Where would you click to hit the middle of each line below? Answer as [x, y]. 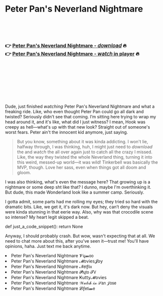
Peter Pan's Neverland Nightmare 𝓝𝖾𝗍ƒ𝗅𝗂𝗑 [52, 267]
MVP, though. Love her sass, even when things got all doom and [81, 167]
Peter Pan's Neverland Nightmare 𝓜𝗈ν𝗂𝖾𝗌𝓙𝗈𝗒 [57, 261]
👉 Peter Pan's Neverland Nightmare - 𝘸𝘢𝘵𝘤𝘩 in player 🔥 [72, 53]
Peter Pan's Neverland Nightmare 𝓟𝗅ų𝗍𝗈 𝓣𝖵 [54, 272]
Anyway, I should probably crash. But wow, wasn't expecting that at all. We [80, 236]
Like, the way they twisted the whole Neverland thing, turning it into [84, 157]
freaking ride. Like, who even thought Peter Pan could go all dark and [74, 112]
